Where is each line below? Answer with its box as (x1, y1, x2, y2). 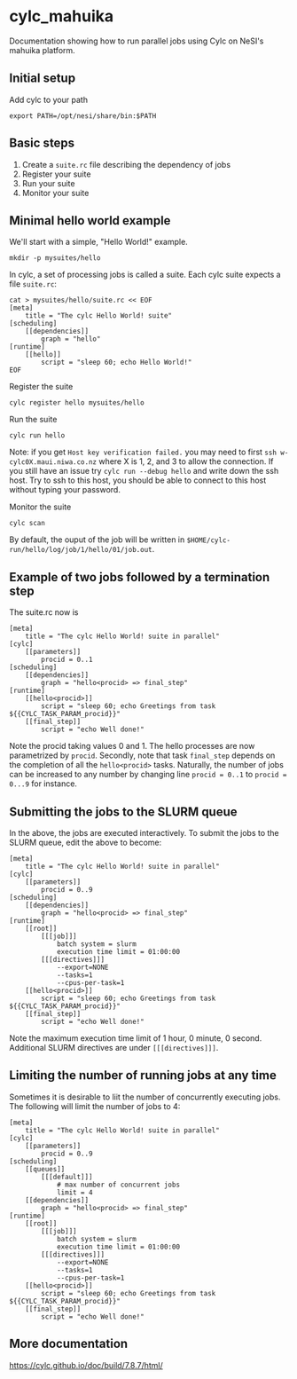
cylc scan (9, 519, 46, 528)
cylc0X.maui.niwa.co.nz (9, 458, 98, 467)
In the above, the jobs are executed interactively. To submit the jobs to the (9, 828, 279, 838)
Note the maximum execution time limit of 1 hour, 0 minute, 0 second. (9, 1033, 262, 1044)
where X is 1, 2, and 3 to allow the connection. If (98, 456, 274, 467)
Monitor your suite (21, 187, 90, 198)
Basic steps (9, 136, 75, 151)
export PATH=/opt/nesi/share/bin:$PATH (9, 111, 157, 121)
